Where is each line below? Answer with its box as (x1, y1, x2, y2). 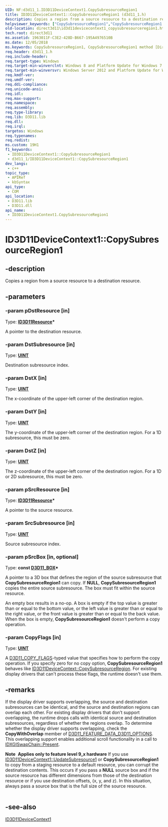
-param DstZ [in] (5, 447, 46, 454)
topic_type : (5, 170, 30, 175)
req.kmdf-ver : (5, 73, 35, 78)
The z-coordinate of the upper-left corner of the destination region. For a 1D (5, 468, 161, 474)
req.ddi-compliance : (5, 82, 48, 87)
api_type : (5, 184, 26, 189)
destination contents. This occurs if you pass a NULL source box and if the (5, 767, 159, 773)
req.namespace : (5, 101, 37, 106)
